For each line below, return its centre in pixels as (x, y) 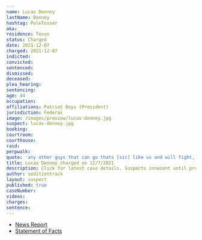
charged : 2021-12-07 (32, 51)
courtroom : (20, 135)
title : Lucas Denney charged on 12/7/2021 (60, 163)
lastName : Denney (28, 17)
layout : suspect (26, 180)
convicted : (20, 62)
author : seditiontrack (35, 174)
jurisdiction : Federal (35, 112)
